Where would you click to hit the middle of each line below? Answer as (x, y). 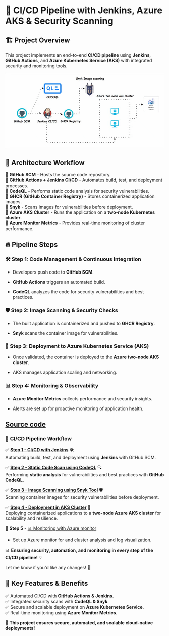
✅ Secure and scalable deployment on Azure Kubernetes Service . (75, 607)
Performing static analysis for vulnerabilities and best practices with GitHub (85, 475)
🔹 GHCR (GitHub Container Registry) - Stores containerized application (80, 196)
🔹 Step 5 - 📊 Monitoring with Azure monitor (51, 528)
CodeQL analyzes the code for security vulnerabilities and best (78, 291)
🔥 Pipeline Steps (32, 244)
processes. (17, 186)
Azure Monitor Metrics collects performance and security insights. (82, 398)
